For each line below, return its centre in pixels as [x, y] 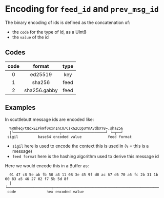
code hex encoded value [45, 192]
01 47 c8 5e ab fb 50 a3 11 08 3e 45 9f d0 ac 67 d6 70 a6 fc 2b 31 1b [84, 175]
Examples [20, 108]
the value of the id [30, 37]
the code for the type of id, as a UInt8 [49, 32]
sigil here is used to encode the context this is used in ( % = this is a [80, 146]
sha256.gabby [41, 90]
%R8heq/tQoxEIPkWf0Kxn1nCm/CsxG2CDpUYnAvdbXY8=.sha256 [66, 128]
